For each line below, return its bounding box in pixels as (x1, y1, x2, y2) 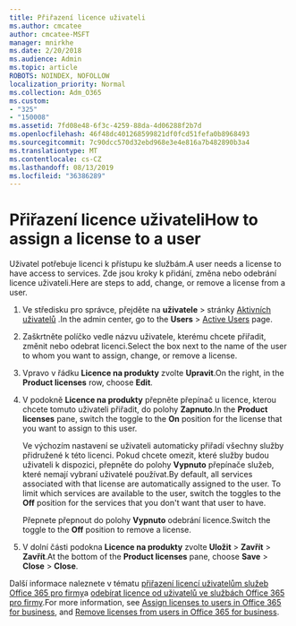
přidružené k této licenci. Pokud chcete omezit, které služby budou (21, 450, 270, 461)
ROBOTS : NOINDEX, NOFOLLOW (9, 72, 110, 81)
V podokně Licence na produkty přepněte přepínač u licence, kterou (21, 395, 277, 406)
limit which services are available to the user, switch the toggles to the (21, 488, 282, 499)
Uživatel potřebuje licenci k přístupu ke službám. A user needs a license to (9, 259, 282, 270)
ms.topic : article (9, 64, 78, 73)
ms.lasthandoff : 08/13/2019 (9, 163, 114, 172)
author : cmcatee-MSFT (9, 30, 90, 39)
